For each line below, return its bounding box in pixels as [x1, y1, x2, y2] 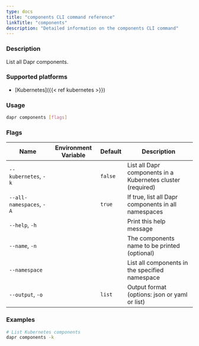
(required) [127, 183, 156, 192]
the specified [127, 266, 164, 274]
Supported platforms [6, 73, 68, 81]
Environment [54, 144, 92, 152]
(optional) [127, 249, 155, 257]
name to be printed [127, 242, 181, 250]
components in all [127, 201, 176, 209]
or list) [127, 298, 145, 306]
